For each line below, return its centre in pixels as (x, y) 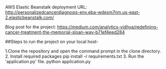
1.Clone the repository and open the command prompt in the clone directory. (83, 51)
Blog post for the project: (30, 27)
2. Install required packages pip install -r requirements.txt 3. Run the (75, 56)
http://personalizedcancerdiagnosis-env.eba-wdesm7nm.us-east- (73, 12)
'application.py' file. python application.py (48, 61)
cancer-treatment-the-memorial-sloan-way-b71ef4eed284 (65, 32)
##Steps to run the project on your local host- (52, 42)
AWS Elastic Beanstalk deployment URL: (46, 7)
